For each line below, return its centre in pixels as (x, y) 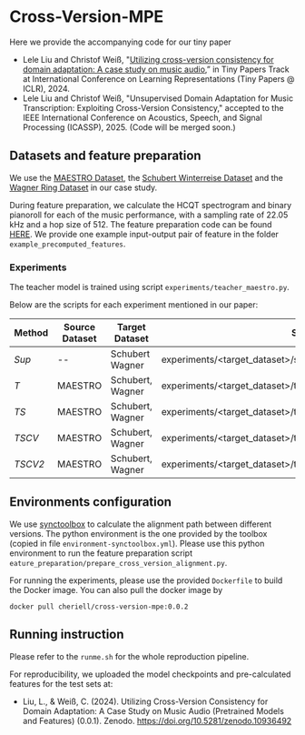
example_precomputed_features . (68, 244)
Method (31, 333)
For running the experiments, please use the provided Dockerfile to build (146, 580)
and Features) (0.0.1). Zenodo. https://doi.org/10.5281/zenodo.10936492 (157, 720)
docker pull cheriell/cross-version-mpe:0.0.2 (99, 607)
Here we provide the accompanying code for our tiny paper (120, 42)
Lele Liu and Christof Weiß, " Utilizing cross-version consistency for (148, 59)
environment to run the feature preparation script (101, 553)
